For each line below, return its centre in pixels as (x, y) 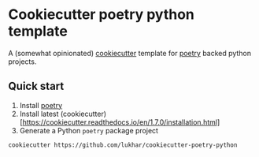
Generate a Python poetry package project (89, 130)
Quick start (36, 86)
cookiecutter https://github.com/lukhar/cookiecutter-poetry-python (123, 145)
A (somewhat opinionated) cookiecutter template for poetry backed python (130, 53)
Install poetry (41, 105)
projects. (22, 62)
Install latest (39, 114)
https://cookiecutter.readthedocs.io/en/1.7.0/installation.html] (121, 122)
